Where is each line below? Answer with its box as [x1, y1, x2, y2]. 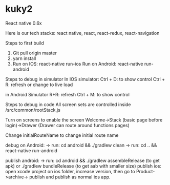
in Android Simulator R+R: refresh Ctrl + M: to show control [5, 91, 130, 97]
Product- [136, 168, 155, 174]
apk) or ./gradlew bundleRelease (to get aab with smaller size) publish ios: [5, 162, 162, 169]
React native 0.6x [5, 20, 42, 26]
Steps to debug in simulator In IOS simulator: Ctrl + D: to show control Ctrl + [5, 76, 165, 82]
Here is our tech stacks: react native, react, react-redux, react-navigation [5, 30, 160, 36]
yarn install [12, 55, 36, 61]
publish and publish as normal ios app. [29, 174, 111, 180]
